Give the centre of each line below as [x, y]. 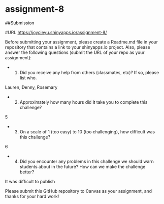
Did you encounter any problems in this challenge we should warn [87, 161]
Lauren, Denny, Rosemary [31, 87]
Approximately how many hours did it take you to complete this [83, 102]
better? [27, 172]
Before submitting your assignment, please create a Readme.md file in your [82, 42]
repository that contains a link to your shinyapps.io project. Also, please [78, 47]
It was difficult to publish [30, 181]
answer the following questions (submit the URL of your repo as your [75, 52]
